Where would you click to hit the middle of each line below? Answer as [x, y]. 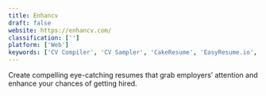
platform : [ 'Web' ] [39, 45]
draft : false [30, 23]
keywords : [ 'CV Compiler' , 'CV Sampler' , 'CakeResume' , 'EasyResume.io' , [133, 52]
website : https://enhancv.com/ [60, 30]
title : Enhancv [33, 15]
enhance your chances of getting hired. [73, 83]
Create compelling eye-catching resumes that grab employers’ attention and [133, 75]
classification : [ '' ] [44, 38]
